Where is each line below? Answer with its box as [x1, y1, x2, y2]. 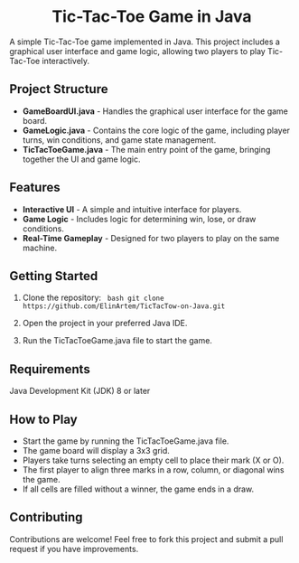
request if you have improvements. [9, 543, 139, 554]
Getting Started [9, 268, 98, 284]
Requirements [9, 361, 90, 377]
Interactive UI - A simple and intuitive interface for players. [22, 203, 242, 214]
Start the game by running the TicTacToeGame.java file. [22, 436, 229, 446]
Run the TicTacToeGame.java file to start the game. [22, 335, 212, 346]
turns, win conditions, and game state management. [22, 134, 217, 145]
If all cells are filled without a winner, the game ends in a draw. [22, 483, 255, 494]
